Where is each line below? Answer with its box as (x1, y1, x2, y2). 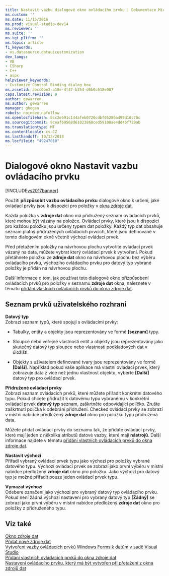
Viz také (5, 520, 32, 528)
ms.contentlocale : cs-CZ (5, 129, 57, 134)
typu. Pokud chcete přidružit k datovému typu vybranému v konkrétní (5, 395, 149, 401)
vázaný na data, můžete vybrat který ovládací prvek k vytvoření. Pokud (5, 249, 153, 255)
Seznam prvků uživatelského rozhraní (5, 300, 127, 309)
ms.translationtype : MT (5, 124, 55, 130)
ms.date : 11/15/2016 (5, 17, 49, 22)
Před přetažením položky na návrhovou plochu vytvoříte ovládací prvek (5, 244, 153, 250)
